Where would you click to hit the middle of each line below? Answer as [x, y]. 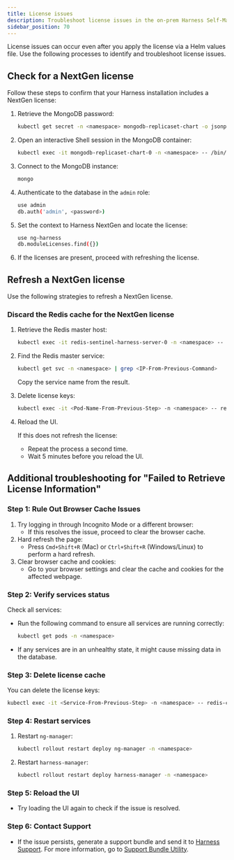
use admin [32, 205]
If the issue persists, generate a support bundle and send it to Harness [118, 841]
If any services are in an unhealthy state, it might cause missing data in [119, 649]
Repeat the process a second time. [78, 449]
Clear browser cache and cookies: [67, 561]
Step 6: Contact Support [49, 826]
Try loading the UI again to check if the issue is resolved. [99, 808]
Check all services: [34, 610]
